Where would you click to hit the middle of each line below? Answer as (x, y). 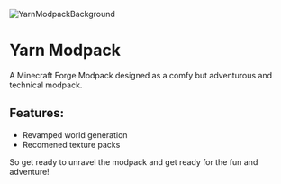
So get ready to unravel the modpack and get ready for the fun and (134, 161)
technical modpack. (46, 85)
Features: (37, 113)
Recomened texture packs (71, 144)
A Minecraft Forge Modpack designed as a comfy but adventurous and (141, 75)
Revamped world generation (75, 134)
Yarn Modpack (65, 51)
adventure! (29, 171)
